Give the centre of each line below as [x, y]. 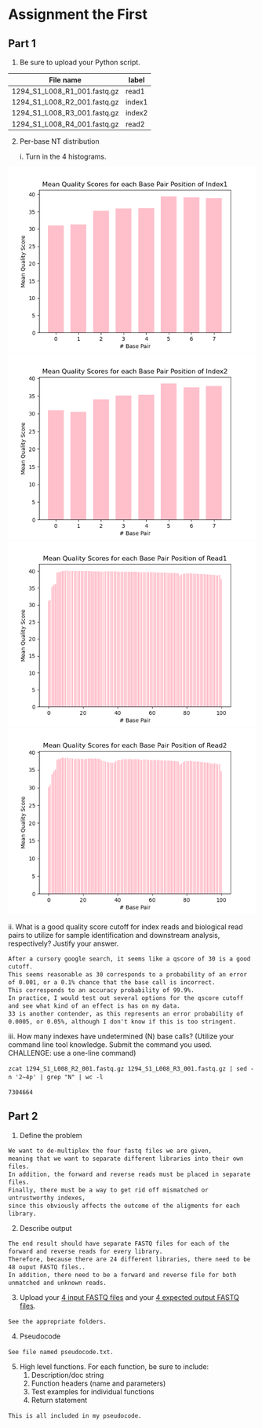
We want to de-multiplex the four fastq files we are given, [110, 1151]
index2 [136, 113]
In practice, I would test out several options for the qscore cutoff [126, 998]
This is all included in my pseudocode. [75, 1415]
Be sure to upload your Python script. [80, 62]
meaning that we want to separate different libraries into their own [126, 1159]
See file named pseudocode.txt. [61, 1352]
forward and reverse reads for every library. [86, 1251]
